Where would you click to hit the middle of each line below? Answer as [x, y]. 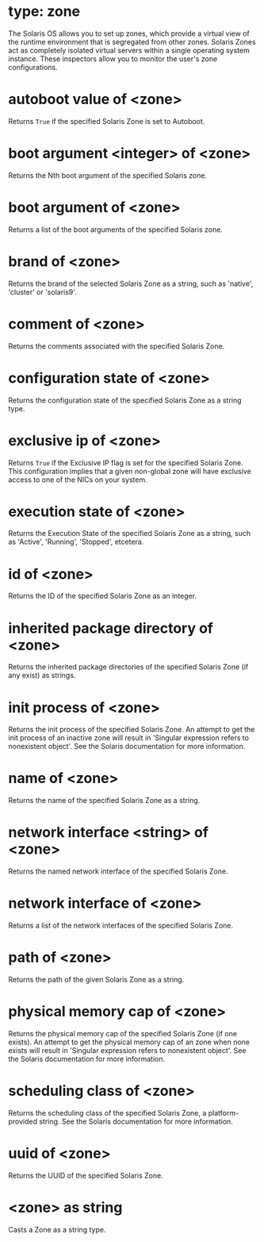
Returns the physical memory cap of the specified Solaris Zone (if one [123, 1033]
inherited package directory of [111, 628]
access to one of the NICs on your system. [78, 480]
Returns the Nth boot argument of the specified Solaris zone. [108, 175]
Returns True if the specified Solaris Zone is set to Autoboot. [107, 121]
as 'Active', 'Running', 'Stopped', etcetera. [76, 542]
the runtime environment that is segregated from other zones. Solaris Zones [132, 41]
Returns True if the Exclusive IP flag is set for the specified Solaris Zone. [126, 462]
